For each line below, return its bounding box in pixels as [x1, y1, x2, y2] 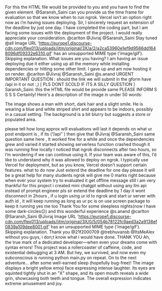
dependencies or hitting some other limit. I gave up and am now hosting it [5, 66, 151, 72]
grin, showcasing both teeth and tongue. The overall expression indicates [5, 275, 151, 281]
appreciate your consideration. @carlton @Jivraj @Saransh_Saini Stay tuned [5, 35, 157, 41]
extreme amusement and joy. [5, 281, 63, 286]
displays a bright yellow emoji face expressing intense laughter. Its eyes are [5, 265, 156, 271]
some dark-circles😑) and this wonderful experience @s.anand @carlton [5, 209, 149, 214]
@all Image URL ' [5, 40, 40, 46]
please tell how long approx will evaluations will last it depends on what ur [5, 126, 152, 131]
